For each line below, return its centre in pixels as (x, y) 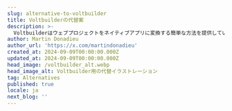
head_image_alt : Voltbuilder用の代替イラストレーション (82, 71)
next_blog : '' (28, 97)
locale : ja (23, 90)
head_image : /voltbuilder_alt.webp (59, 65)
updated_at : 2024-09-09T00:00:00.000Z (63, 59)
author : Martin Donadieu (43, 39)
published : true (30, 84)
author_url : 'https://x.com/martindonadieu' (72, 46)
